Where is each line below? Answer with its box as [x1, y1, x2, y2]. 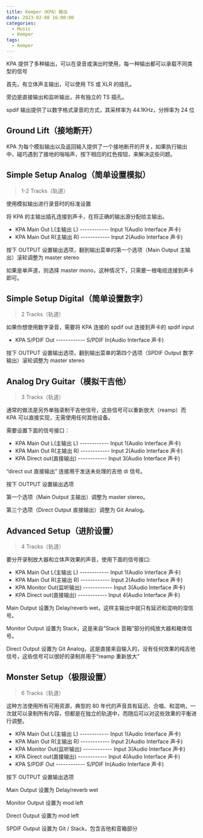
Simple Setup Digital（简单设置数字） [6, 293, 148, 303]
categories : [6, 20, 36, 26]
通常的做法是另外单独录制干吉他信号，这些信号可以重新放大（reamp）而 [6, 406, 187, 414]
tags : [6, 37, 20, 43]
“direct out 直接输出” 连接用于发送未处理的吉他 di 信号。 [6, 467, 146, 475]
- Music [11, 25, 31, 32]
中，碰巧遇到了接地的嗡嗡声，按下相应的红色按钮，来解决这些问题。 [6, 150, 176, 157]
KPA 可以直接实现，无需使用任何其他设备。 [6, 414, 114, 421]
